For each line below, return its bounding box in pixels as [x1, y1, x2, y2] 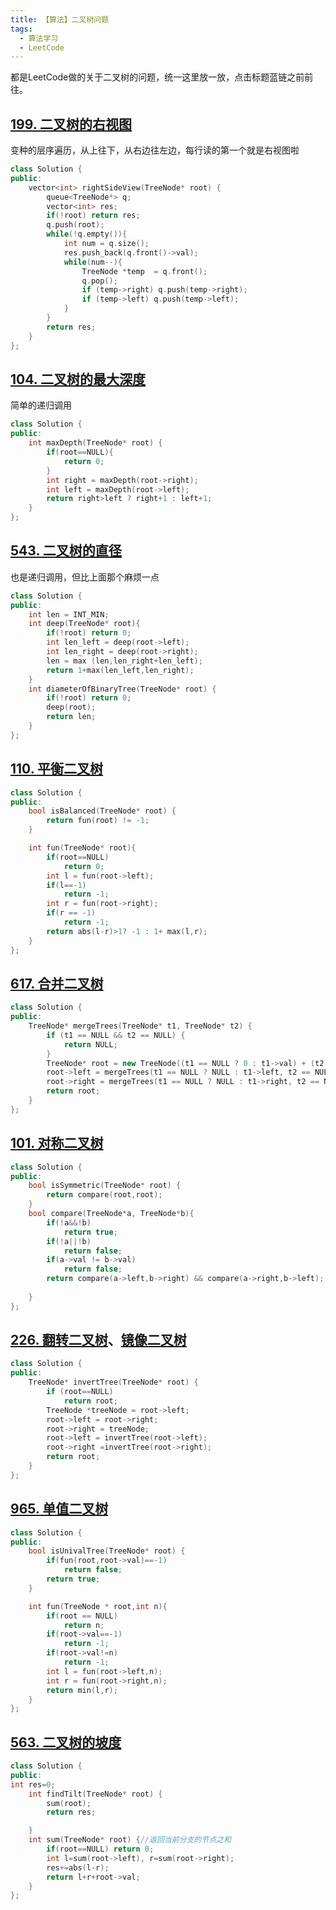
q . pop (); [81, 276, 118, 286]
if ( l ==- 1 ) [46, 880, 87, 890]
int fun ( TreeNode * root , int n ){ [28, 1601, 168, 1611]
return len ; [46, 712, 97, 722]
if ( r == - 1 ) [46, 908, 97, 918]
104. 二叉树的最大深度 [10, 371, 147, 388]
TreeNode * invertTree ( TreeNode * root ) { [28, 1377, 199, 1388]
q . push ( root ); [46, 220, 105, 230]
